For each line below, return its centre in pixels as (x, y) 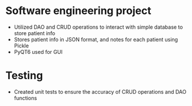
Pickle (21, 46)
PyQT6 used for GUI (38, 52)
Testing (24, 76)
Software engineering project (78, 11)
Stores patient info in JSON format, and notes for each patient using (96, 39)
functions (25, 98)
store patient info (35, 33)
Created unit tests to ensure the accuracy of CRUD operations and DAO (100, 91)
